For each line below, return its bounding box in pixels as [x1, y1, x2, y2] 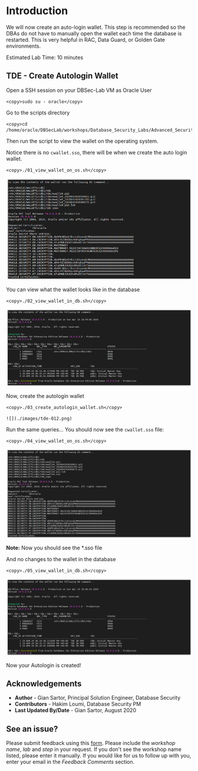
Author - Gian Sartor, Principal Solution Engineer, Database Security [14, 694, 181, 701]
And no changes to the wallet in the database [6, 555, 116, 562]
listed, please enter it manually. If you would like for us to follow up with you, [6, 752, 192, 759]
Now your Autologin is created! [6, 661, 81, 668]
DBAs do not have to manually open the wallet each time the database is [6, 29, 182, 37]
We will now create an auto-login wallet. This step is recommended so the [6, 24, 186, 31]
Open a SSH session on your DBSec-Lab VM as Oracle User [6, 87, 152, 94]
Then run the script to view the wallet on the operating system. [6, 137, 159, 144]
